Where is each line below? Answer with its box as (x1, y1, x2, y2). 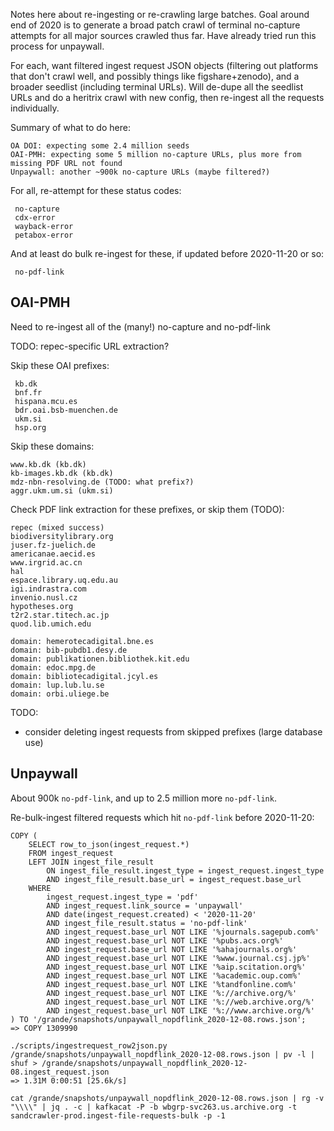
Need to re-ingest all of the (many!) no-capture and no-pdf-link (10, 320, 271, 333)
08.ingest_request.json (10, 1067, 110, 1077)
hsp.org (14, 422, 47, 433)
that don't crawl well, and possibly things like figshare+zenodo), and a (10, 70, 300, 82)
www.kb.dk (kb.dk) (10, 459, 87, 469)
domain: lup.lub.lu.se (10, 680, 105, 690)
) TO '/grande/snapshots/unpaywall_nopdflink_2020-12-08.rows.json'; (10, 1014, 307, 1024)
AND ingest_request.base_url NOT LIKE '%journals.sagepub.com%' (46, 927, 320, 937)
